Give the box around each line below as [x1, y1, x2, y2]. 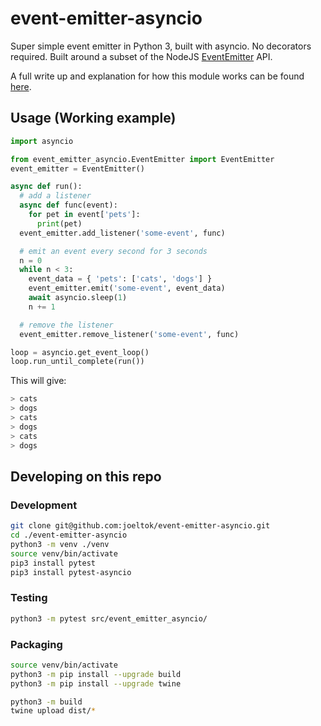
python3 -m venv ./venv [10, 539, 110, 549]
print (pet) [36, 218, 83, 229]
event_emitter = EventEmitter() [10, 163, 145, 174]
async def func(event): [19, 200, 118, 211]
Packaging [10, 637, 63, 651]
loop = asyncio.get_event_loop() [10, 347, 150, 357]
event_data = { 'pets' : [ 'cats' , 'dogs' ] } [28, 274, 213, 284]
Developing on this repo [10, 468, 162, 485]
